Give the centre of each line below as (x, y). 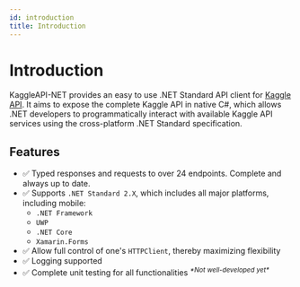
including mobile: (54, 204)
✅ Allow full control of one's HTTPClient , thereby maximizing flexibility (151, 251)
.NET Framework (64, 213)
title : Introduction (48, 26)
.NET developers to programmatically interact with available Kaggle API (141, 114)
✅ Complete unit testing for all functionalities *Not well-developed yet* (146, 272)
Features (35, 152)
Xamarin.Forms (62, 242)
